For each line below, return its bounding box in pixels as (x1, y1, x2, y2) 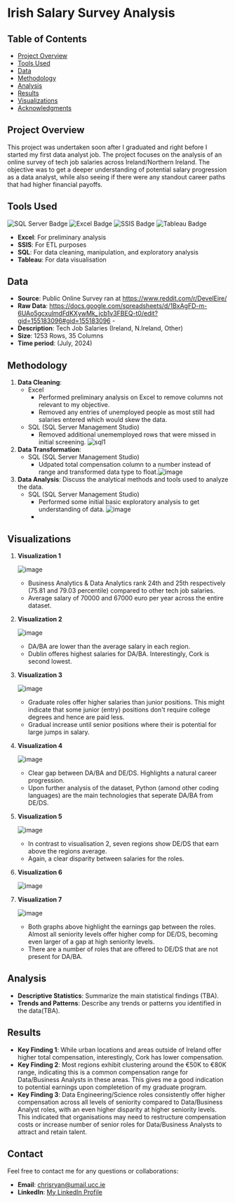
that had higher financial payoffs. (7, 180, 103, 188)
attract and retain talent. (17, 1127, 88, 1136)
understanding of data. (38, 505, 105, 514)
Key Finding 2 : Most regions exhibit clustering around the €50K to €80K (17, 1060, 227, 1069)
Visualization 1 (17, 552, 62, 560)
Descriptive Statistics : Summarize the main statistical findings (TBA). (17, 991, 220, 1000)
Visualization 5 (17, 812, 62, 821)
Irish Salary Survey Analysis (7, 5, 175, 21)
